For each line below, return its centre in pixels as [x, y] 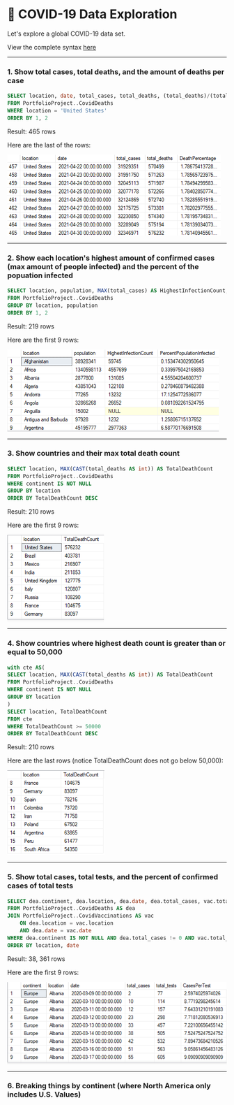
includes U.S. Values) [44, 1095]
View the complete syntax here [52, 47]
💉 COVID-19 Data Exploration [92, 14]
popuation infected [40, 275]
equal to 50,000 [35, 652]
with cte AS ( [26, 667]
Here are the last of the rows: [49, 145]
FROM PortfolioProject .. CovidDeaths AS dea [71, 909]
